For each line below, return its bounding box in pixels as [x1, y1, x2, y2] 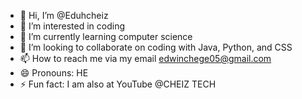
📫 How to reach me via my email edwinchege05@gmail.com [19, 53, 272, 64]
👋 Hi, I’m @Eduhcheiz [19, 10, 109, 21]
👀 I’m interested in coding [19, 20, 126, 32]
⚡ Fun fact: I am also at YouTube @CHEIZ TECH [19, 78, 217, 90]
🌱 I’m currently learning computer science [19, 31, 193, 42]
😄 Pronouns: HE [19, 67, 89, 79]
